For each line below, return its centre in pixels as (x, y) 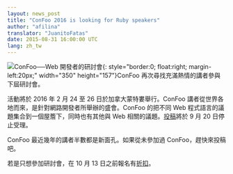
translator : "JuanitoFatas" (48, 33)
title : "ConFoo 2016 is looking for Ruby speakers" (83, 20)
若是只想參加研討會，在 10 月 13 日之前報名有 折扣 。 (81, 163)
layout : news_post (34, 14)
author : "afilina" (34, 26)
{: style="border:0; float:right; (145, 66)
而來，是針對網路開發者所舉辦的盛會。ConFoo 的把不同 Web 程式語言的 (116, 108)
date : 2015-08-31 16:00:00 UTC (53, 40)
